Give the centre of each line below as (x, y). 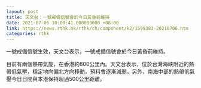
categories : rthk (28, 34)
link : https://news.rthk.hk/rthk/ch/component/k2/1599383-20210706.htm (97, 28)
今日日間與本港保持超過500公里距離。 (58, 79)
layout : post (22, 12)
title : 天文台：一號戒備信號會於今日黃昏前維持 (58, 17)
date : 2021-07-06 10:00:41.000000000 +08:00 (63, 23)
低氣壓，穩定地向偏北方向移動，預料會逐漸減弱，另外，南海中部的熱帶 (98, 71)
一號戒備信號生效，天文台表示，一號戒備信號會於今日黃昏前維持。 (87, 52)
